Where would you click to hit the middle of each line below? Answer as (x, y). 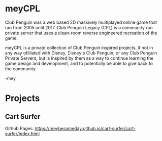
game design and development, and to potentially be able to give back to (79, 63)
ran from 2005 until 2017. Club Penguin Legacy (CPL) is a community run (79, 27)
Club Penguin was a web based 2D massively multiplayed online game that (81, 22)
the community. (21, 69)
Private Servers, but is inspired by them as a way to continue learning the (79, 58)
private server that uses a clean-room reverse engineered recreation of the (81, 33)
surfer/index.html (23, 134)
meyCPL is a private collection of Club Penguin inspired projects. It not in (79, 47)
